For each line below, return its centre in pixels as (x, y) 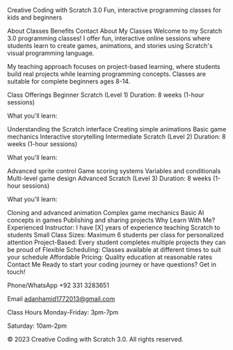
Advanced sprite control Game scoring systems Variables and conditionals (114, 171)
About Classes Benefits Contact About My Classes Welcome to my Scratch (115, 31)
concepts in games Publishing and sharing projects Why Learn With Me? (111, 220)
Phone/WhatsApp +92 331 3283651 (58, 285)
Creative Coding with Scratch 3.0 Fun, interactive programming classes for (114, 10)
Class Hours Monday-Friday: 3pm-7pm (63, 312)
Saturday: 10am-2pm (37, 326)
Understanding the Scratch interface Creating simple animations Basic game (117, 129)
